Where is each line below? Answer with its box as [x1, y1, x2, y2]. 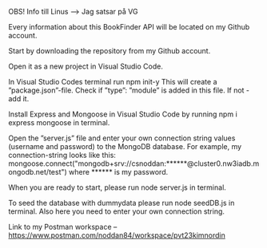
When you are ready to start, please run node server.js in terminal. [8, 183, 226, 192]
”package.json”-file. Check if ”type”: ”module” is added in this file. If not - [8, 85, 250, 95]
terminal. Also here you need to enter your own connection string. [8, 207, 225, 216]
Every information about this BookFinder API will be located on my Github [8, 22, 250, 31]
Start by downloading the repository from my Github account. [8, 46, 211, 55]
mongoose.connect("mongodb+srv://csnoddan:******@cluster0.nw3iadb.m [8, 159, 260, 168]
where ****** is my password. [69, 167, 169, 176]
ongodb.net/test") [8, 167, 68, 176]
